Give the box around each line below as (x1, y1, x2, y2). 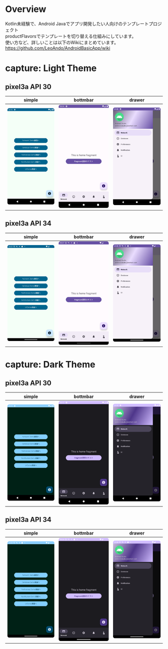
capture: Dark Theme (5, 359, 95, 370)
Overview (5, 3, 46, 15)
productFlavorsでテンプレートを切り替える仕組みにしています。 (5, 33, 136, 39)
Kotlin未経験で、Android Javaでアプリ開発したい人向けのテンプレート (5, 20, 149, 26)
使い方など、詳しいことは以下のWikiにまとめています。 (5, 39, 119, 45)
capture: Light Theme (5, 62, 97, 74)
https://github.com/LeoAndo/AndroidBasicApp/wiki (5, 45, 110, 51)
